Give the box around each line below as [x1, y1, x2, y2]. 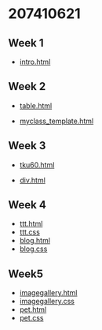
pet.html [19, 305, 47, 314]
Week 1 [8, 36, 44, 50]
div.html [19, 175, 46, 185]
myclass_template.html [19, 116, 94, 126]
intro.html [19, 57, 51, 66]
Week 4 [8, 198, 47, 212]
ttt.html [19, 219, 43, 229]
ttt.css [19, 227, 41, 237]
